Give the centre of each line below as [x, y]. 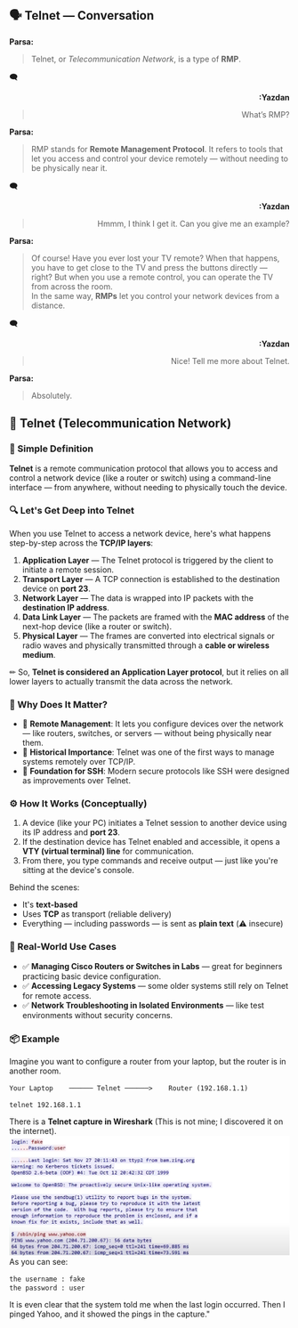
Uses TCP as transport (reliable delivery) [97, 914]
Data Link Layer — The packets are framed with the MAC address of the [155, 617]
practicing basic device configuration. [92, 976]
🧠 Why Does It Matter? [59, 704]
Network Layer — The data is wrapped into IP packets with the [137, 598]
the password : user [48, 1288]
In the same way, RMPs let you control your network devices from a [155, 296]
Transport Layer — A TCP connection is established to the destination [151, 579]
